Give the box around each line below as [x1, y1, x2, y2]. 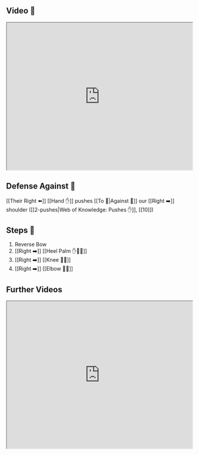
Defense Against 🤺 [6, 181, 76, 192]
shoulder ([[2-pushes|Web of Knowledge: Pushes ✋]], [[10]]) [6, 206, 154, 213]
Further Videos [6, 284, 63, 295]
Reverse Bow [14, 241, 47, 248]
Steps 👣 [6, 225, 35, 236]
